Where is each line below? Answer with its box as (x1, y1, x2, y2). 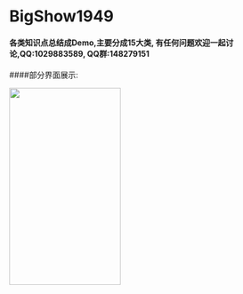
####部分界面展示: (9, 69, 78, 81)
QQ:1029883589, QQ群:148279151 (19, 48, 150, 59)
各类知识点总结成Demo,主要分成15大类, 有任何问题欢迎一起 (9, 37, 226, 48)
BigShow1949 (9, 6, 114, 27)
